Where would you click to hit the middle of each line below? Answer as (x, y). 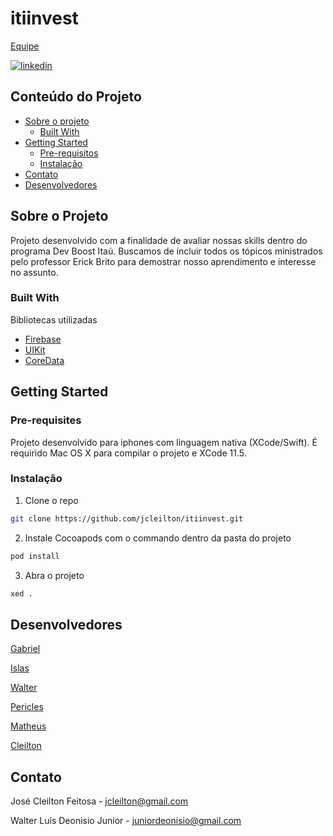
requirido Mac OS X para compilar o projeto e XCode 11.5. (128, 453)
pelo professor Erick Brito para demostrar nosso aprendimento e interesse (163, 261)
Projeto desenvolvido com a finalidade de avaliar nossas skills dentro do (159, 240)
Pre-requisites (46, 420)
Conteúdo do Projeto (76, 97)
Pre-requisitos (69, 153)
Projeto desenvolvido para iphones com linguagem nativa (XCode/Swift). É (164, 442)
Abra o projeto (54, 575)
